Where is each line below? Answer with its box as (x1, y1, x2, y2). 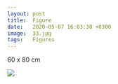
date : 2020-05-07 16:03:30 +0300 (7, 23, 112, 30)
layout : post (7, 10, 46, 17)
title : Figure (7, 17, 52, 24)
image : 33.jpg (7, 29, 52, 37)
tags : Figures (7, 36, 55, 43)
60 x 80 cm (7, 55, 41, 64)
